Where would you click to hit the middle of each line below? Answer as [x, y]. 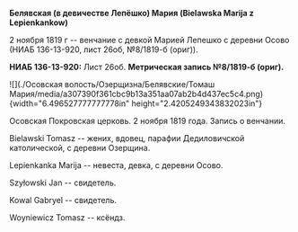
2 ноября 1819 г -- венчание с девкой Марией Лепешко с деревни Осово [149, 40]
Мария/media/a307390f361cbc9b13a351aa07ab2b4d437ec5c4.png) [136, 94]
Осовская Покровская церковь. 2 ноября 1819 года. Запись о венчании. [147, 121]
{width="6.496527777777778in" [70, 103]
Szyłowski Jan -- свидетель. [63, 183]
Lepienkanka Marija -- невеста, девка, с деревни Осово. [116, 165]
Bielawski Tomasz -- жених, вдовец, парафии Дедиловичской [127, 138]
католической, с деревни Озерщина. [80, 148]
